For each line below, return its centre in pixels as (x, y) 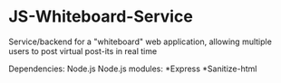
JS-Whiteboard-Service (101, 17)
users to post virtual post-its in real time (83, 51)
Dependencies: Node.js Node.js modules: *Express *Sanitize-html (133, 69)
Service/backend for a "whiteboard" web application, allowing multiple (140, 41)
